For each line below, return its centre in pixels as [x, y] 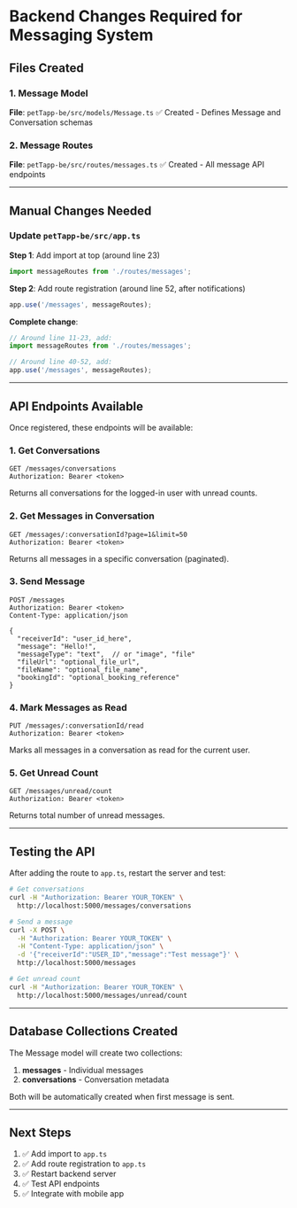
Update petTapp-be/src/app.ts [75, 236]
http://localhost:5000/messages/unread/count [103, 995]
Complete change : [44, 322]
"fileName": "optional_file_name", [83, 670]
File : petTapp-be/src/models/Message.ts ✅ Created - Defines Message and [145, 112]
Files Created [46, 68]
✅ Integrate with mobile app [73, 1194]
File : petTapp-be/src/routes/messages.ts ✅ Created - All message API [137, 165]
